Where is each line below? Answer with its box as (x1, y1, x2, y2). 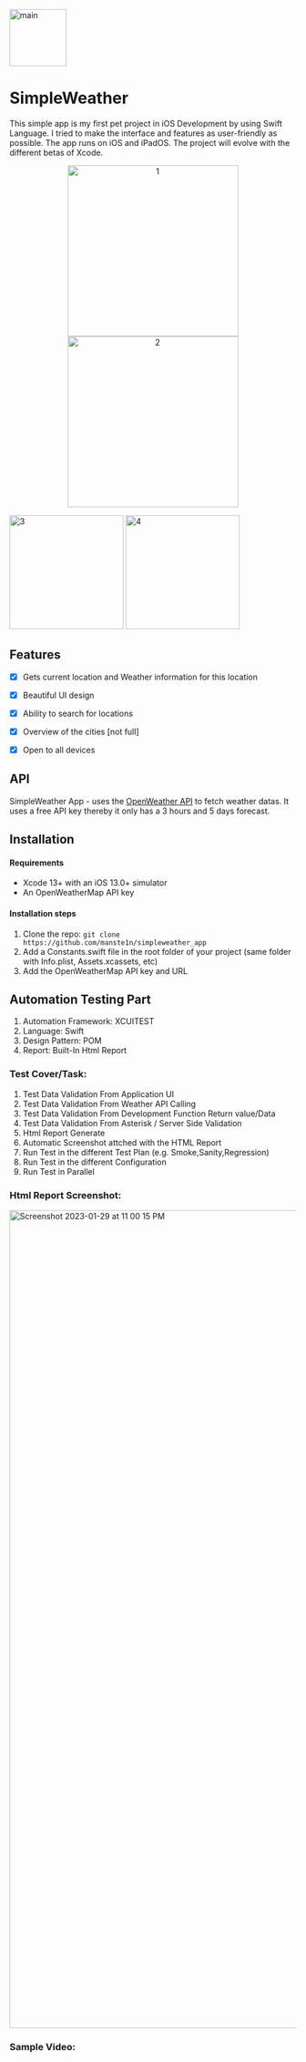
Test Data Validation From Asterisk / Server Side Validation (22, 1117, 243, 1128)
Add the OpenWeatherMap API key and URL (22, 965, 189, 976)
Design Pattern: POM (22, 1035, 102, 1046)
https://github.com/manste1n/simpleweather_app (22, 938, 207, 948)
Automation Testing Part (9, 992, 152, 1008)
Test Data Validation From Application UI (22, 1088, 175, 1099)
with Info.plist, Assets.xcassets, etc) (22, 956, 158, 967)
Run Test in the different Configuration (22, 1156, 167, 1167)
